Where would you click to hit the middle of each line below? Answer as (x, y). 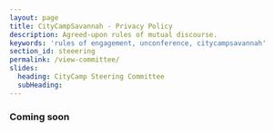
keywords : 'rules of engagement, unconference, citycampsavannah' (138, 43)
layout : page (34, 18)
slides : (24, 69)
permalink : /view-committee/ (65, 60)
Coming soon (40, 117)
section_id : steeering (52, 52)
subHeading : (41, 85)
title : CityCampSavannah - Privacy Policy (91, 26)
